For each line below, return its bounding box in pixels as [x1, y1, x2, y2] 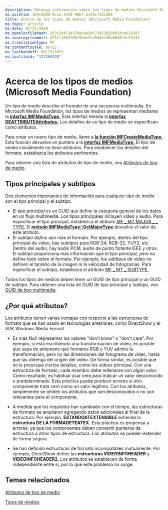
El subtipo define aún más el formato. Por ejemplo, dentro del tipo [12, 234, 148, 241]
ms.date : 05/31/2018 [5, 26, 48, 31]
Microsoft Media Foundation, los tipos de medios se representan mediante [5, 108, 158, 114]
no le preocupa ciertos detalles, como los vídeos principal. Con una [12, 362, 151, 368]
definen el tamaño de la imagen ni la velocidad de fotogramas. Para [12, 262, 151, 268]
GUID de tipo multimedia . [5, 287, 57, 293]
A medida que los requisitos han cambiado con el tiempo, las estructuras [12, 404, 163, 410]
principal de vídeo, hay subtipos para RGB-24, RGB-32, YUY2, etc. [12, 240, 150, 246]
